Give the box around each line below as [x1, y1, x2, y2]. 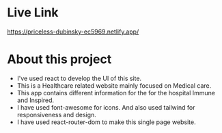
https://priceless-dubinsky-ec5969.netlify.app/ [7, 27, 139, 36]
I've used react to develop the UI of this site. [16, 74, 142, 82]
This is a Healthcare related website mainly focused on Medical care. [16, 81, 212, 90]
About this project [7, 51, 112, 67]
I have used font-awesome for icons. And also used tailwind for [16, 103, 195, 111]
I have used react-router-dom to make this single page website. [16, 118, 196, 126]
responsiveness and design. [16, 110, 97, 119]
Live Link [7, 5, 59, 21]
